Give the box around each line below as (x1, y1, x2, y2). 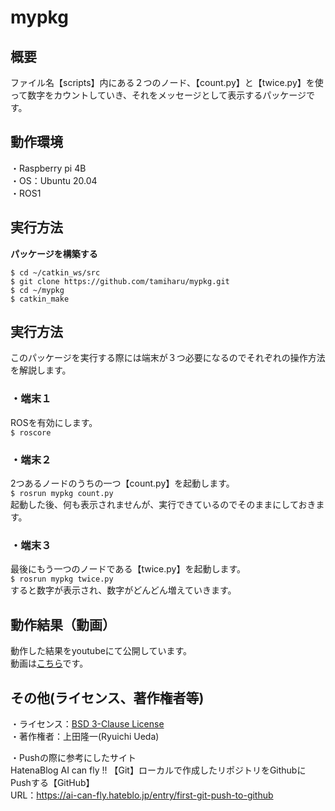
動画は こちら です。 (10, 657, 89, 670)
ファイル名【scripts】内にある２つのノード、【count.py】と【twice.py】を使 (10, 77, 324, 88)
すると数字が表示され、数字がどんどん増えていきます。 (10, 584, 237, 596)
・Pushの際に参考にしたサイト (10, 751, 137, 763)
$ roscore (10, 427, 52, 438)
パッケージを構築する (10, 247, 98, 260)
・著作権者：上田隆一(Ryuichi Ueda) (10, 730, 160, 742)
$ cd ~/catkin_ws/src (10, 267, 101, 278)
